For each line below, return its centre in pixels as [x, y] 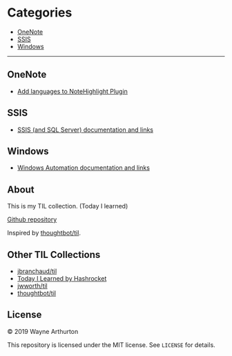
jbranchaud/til [37, 271]
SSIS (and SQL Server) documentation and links [85, 130]
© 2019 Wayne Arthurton [43, 331]
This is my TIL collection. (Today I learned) [68, 206]
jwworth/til [32, 286]
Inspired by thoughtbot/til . [44, 233]
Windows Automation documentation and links [84, 168]
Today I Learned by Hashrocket [62, 278]
